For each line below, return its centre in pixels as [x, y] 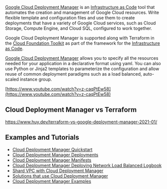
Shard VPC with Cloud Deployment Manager [58, 171]
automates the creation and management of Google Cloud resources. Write [82, 12]
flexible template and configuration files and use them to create [70, 18]
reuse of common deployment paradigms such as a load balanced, [74, 74]
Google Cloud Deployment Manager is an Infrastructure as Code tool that [80, 7]
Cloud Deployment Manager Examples [52, 181]
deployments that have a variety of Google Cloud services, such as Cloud [81, 23]
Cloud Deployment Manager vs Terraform [71, 110]
